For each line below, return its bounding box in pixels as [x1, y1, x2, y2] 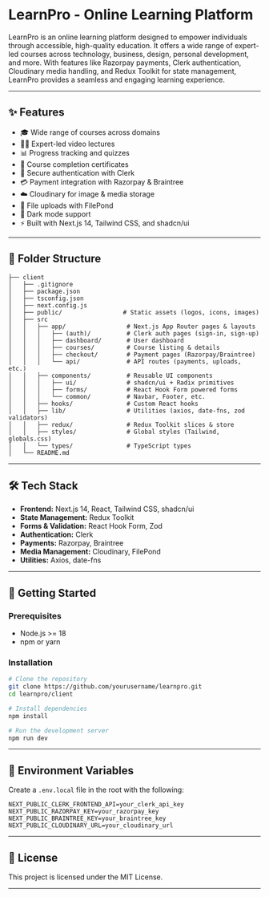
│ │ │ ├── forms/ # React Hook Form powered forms [8, 385, 239, 394]
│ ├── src [8, 315, 48, 323]
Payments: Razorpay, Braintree [19, 538, 124, 548]
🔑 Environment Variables [8, 764, 134, 777]
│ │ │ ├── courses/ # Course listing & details [8, 343, 220, 351]
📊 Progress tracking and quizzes [19, 148, 130, 157]
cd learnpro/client [8, 690, 74, 699]
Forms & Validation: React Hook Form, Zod [19, 522, 163, 531]
